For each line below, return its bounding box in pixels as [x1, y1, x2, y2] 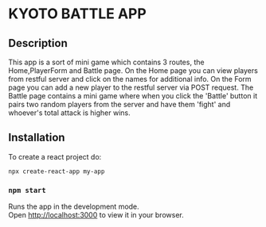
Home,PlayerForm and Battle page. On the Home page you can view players [8, 66, 259, 75]
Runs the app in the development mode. [8, 202, 139, 211]
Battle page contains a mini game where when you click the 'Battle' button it [8, 91, 257, 100]
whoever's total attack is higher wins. [8, 108, 131, 117]
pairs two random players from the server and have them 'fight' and [8, 100, 231, 109]
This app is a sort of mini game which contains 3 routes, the [8, 57, 205, 67]
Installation [8, 131, 65, 144]
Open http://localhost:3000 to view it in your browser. [8, 210, 185, 220]
